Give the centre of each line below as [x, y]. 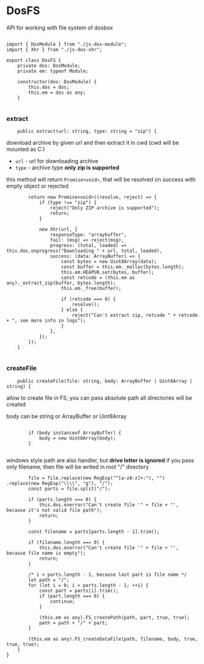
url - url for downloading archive [57, 161]
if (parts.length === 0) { [63, 499]
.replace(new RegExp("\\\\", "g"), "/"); [60, 483]
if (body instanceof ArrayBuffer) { [75, 433]
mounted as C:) [26, 149]
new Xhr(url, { [58, 230]
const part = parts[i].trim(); [79, 590]
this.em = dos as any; [57, 93]
